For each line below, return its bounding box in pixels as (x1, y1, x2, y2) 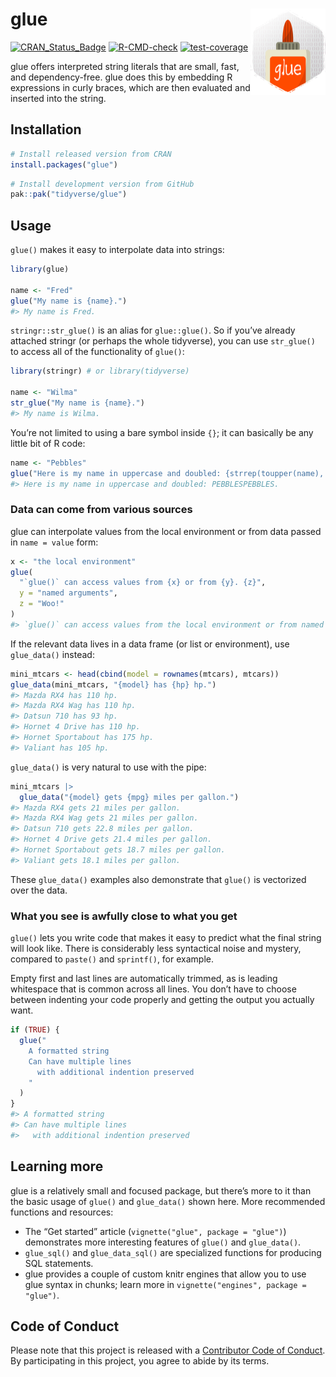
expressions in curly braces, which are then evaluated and (10, 81, 251, 93)
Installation (10, 121, 82, 138)
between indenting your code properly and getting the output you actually (10, 994, 315, 1006)
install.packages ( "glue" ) (10, 159, 118, 170)
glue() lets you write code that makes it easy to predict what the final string (10, 932, 322, 944)
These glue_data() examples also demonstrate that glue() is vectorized (10, 873, 307, 885)
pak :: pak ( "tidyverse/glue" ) (10, 189, 128, 200)
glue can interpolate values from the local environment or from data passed (10, 525, 322, 537)
